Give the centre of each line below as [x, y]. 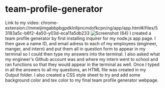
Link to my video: [23, 23]
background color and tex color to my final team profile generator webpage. [82, 80]
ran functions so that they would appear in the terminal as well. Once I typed [82, 64]
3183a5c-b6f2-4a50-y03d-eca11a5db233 [47, 33]
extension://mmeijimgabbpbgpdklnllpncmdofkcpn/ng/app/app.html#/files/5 [82, 28]
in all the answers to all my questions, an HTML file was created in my [76, 69]
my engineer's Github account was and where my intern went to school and [82, 59]
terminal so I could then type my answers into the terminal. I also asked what [82, 54]
